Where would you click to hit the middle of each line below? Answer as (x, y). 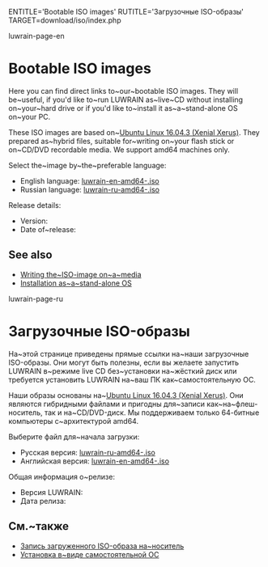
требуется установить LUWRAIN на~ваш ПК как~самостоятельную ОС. (132, 379)
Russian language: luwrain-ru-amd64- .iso (90, 189)
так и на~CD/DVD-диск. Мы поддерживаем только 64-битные (152, 413)
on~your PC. (30, 116)
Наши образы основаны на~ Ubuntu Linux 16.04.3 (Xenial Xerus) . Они (126, 395)
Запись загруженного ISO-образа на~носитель (102, 546)
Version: (34, 221)
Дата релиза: (43, 501)
